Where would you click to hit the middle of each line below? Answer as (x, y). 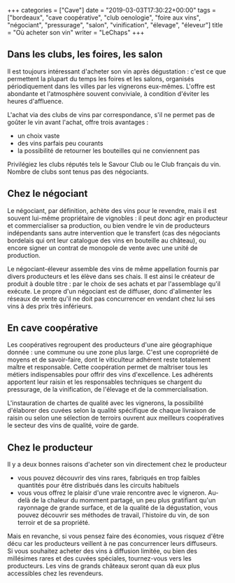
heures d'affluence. (35, 101)
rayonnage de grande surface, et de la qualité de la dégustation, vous (117, 508)
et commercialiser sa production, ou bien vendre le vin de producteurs (108, 225)
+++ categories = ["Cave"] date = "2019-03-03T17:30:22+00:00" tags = (112, 10)
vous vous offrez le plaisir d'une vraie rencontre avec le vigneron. (112, 493)
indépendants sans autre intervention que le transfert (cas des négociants (114, 233)
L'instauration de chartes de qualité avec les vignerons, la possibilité (106, 403)
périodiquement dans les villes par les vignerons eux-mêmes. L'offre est (111, 86)
